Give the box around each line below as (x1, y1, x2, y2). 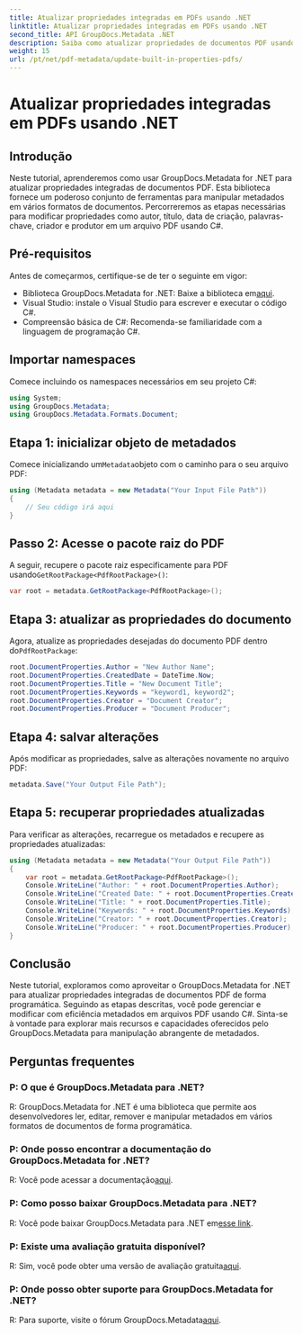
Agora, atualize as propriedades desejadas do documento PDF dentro (9, 635, 268, 646)
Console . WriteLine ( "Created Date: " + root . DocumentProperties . (25, 889, 271, 898)
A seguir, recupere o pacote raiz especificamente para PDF (9, 560, 229, 571)
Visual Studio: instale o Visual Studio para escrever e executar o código (22, 297, 288, 308)
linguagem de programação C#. (22, 326, 141, 337)
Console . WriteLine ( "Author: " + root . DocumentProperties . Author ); (25, 881, 280, 890)
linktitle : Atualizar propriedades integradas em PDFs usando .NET (9, 22, 268, 31)
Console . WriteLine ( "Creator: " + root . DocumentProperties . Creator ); (25, 915, 288, 924)
